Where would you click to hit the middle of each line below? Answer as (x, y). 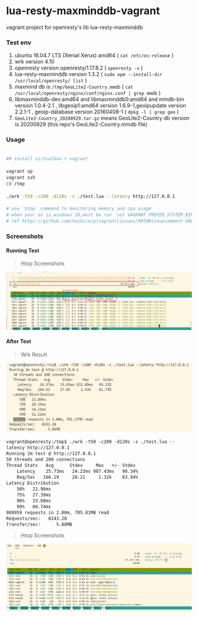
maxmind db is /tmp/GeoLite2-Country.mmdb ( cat (74, 87)
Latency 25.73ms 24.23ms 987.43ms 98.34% (77, 471)
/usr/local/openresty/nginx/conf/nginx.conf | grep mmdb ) (88, 93)
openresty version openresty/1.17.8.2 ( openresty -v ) (79, 68)
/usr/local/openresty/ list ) (51, 80)
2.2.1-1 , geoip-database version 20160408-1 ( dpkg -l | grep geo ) (97, 112)
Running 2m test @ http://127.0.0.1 (51, 454)
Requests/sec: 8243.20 (37, 519)
